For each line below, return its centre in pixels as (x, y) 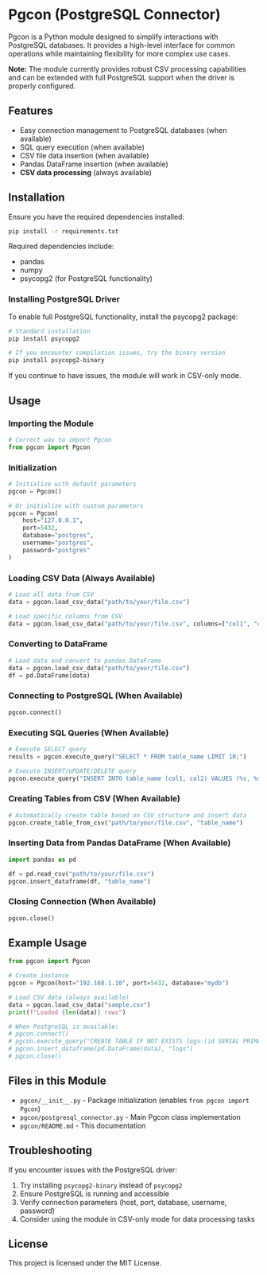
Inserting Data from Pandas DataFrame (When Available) (120, 843)
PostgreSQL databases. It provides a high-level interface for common (122, 45)
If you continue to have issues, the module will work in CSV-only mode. (125, 376)
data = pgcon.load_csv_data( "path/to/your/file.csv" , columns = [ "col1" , (129, 624)
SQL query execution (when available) (82, 147)
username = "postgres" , (58, 543)
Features (31, 111)
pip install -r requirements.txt (64, 231)
